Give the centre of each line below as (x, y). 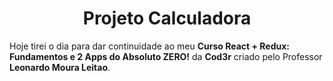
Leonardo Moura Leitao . (60, 67)
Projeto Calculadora (167, 18)
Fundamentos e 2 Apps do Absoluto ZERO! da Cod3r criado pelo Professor (166, 56)
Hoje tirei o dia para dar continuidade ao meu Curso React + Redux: (150, 46)
